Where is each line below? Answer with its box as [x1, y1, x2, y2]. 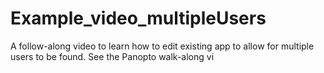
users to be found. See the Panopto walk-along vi [10, 50, 215, 62]
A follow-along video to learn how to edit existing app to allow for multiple [10, 40, 315, 52]
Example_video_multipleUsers [10, 7, 267, 30]
